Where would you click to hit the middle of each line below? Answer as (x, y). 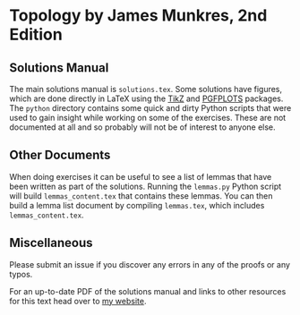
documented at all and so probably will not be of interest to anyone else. (142, 127)
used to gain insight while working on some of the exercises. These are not (148, 118)
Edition (36, 34)
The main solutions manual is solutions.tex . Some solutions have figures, (146, 89)
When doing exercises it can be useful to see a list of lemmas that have (141, 176)
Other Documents (60, 155)
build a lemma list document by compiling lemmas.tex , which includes (137, 205)
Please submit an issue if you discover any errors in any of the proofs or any (150, 264)
